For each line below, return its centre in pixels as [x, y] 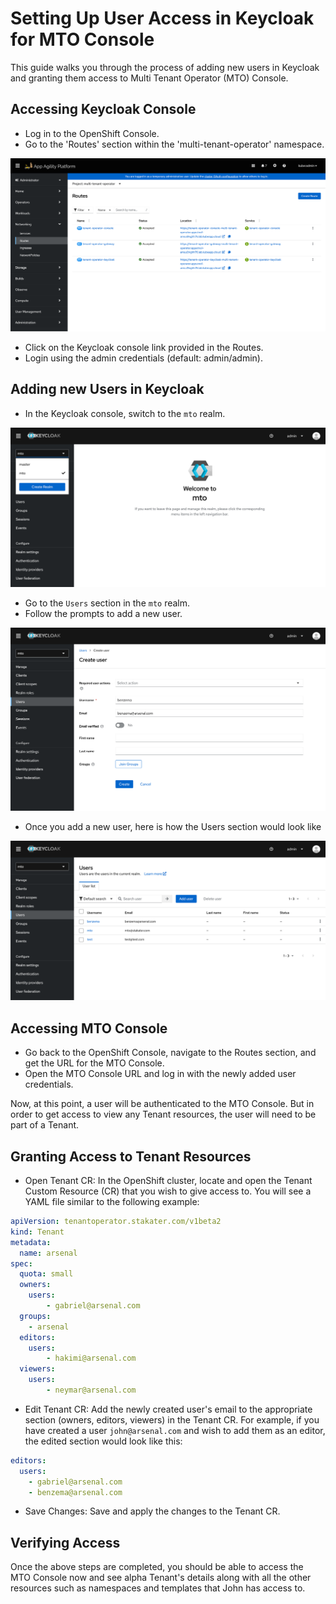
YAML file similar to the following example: [112, 1202]
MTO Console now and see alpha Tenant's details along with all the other [161, 1578]
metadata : [31, 1242]
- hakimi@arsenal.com [91, 1358]
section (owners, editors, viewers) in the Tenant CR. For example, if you [172, 1419]
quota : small [46, 1274]
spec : [21, 1263]
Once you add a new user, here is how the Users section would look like [173, 827]
